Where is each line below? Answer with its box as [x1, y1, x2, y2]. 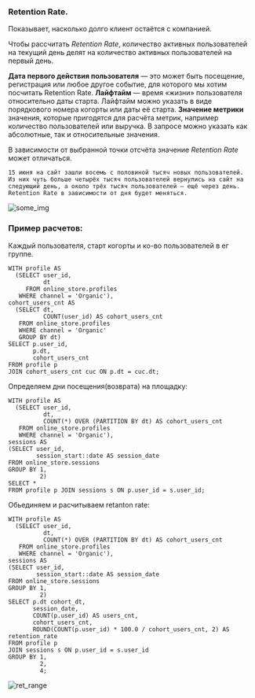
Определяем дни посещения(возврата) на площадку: [8, 381, 188, 391]
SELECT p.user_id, [8, 340, 68, 348]
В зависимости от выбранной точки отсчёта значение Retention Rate [8, 145, 239, 155]
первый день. [8, 56, 54, 65]
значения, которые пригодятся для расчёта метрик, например [8, 113, 219, 123]
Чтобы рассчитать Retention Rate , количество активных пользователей [8, 39, 248, 49]
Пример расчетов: [8, 223, 83, 234]
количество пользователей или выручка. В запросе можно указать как [8, 121, 248, 131]
